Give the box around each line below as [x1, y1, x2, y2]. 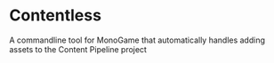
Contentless [9, 5, 102, 26]
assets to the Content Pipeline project [9, 43, 147, 54]
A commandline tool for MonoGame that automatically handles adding [9, 35, 265, 45]
